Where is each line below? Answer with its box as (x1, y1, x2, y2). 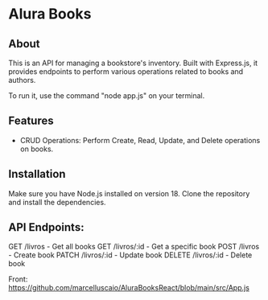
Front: (8, 274, 28, 284)
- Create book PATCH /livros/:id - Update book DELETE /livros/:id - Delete (8, 250, 253, 260)
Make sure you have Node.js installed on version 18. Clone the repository (8, 188, 250, 198)
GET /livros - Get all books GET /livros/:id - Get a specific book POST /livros (8, 242, 260, 252)
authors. (8, 76, 36, 84)
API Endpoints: (8, 220, 85, 234)
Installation (8, 167, 66, 181)
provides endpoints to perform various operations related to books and (8, 67, 244, 76)
